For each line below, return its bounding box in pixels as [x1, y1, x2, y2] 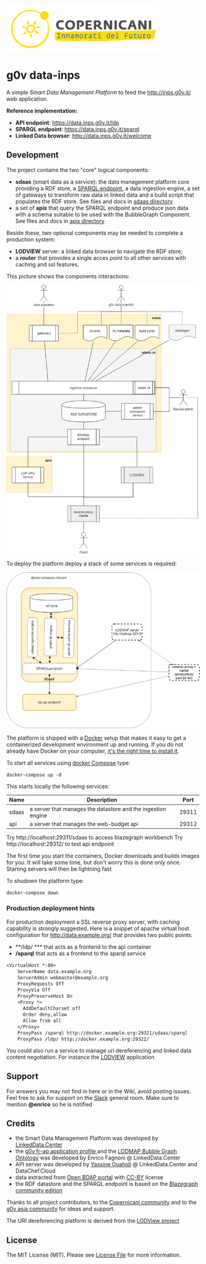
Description [86, 796, 118, 804]
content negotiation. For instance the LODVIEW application [6, 1053, 154, 1061]
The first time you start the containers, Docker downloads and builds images [6, 852, 200, 860]
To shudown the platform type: [6, 877, 84, 885]
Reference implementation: [6, 107, 78, 114]
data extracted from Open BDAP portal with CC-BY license [15, 1174, 164, 1181]
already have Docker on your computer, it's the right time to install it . [6, 747, 180, 755]
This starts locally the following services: [6, 782, 110, 790]
